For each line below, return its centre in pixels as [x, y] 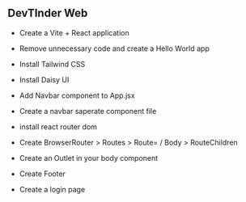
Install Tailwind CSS [52, 64]
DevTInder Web [48, 13]
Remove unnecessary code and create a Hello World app [114, 48]
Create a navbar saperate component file [88, 111]
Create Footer [42, 174]
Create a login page [52, 189]
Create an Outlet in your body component [89, 158]
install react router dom [58, 126]
